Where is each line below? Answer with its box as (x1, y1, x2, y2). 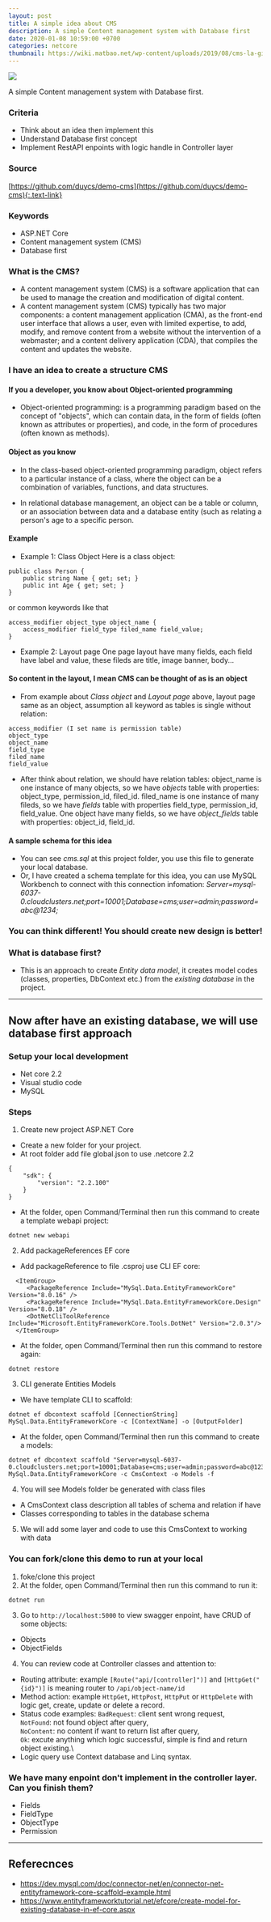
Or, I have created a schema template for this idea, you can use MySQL (19, 871, 256, 880)
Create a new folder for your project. (19, 1140, 142, 1150)
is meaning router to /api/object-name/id (47, 1682, 186, 1692)
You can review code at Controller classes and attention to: (19, 1658, 216, 1668)
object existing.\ (19, 1743, 74, 1753)
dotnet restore (8, 1365, 60, 1373)
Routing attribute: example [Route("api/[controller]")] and (19, 1674, 222, 1684)
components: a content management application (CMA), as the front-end (19, 310, 263, 320)
